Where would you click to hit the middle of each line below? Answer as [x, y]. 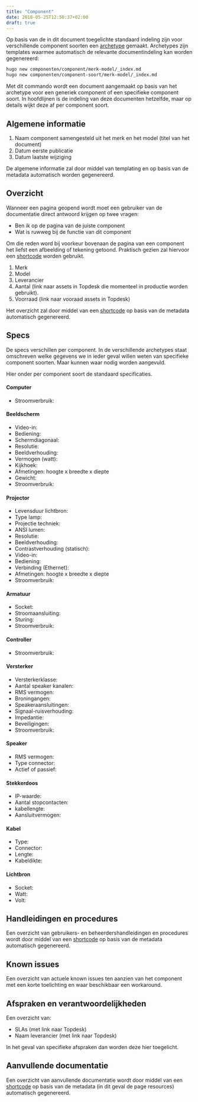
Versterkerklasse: [36, 679]
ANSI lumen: [30, 530]
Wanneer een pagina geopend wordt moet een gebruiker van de [84, 208]
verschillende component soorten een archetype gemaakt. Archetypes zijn [97, 46]
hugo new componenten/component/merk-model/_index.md [74, 69]
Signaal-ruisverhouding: [44, 711]
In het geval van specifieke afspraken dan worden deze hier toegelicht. [92, 1047]
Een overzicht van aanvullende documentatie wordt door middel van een [95, 1080]
